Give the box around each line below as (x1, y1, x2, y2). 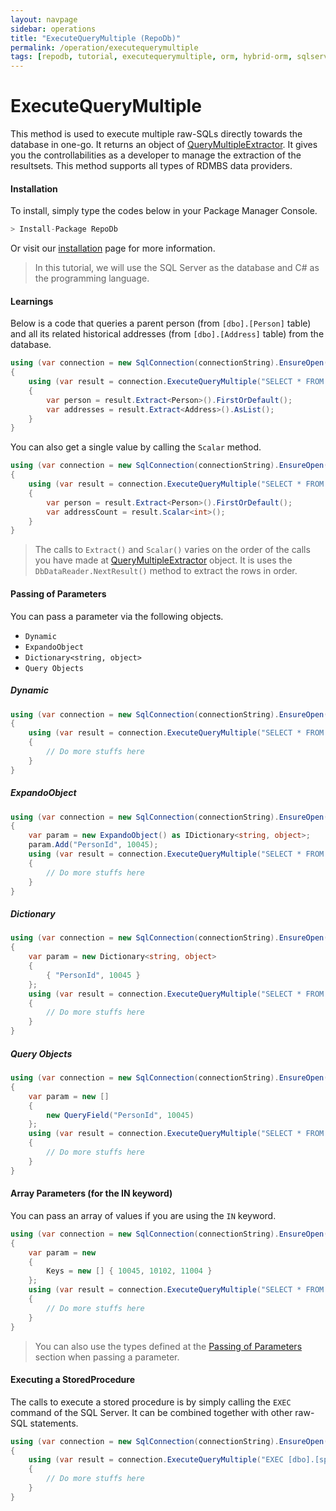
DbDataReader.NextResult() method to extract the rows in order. (34, 565, 298, 577)
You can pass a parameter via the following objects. (10, 610, 224, 622)
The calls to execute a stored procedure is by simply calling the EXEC (10, 1396, 292, 1408)
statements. (29, 1417, 79, 1429)
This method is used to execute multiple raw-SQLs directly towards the (10, 128, 303, 140)
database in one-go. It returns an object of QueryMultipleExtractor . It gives (10, 139, 318, 151)
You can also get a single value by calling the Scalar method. (10, 441, 262, 453)
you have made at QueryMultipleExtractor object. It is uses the (34, 554, 293, 566)
